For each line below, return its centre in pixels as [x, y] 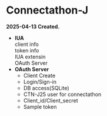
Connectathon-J [47, 10]
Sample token [40, 107]
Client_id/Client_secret [51, 100]
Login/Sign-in [40, 82]
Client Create [39, 75]
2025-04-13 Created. [33, 26]
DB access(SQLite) [46, 88]
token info [27, 50]
